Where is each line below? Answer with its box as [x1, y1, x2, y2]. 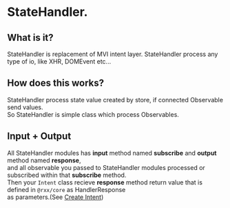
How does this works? [7, 77, 105, 89]
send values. [7, 103, 43, 111]
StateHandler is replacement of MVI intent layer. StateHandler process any [7, 50, 218, 58]
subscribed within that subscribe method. [7, 171, 127, 179]
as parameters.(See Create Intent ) [7, 193, 104, 201]
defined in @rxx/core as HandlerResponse [7, 185, 126, 193]
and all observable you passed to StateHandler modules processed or [7, 163, 205, 171]
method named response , [7, 156, 81, 164]
